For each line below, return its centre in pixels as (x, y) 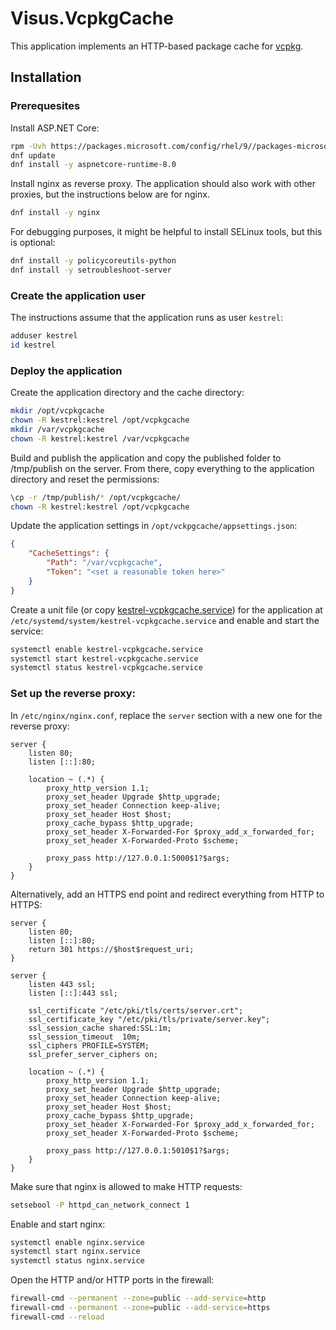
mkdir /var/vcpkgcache (57, 429)
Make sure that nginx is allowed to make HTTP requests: (126, 1186)
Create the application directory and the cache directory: (127, 393)
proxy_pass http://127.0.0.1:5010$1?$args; (138, 1150)
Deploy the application (66, 370)
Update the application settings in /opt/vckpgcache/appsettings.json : (154, 526)
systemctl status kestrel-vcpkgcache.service (106, 668)
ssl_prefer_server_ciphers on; (93, 1054)
